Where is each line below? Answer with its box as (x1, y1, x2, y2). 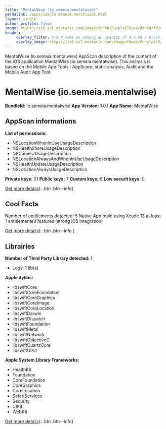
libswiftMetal (12, 326, 39, 332)
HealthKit (12, 367, 32, 372)
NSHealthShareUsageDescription (12, 145, 81, 151)
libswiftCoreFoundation (12, 290, 60, 296)
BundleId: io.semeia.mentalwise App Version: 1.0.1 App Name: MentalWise (5, 103, 159, 109)
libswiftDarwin (12, 310, 42, 316)
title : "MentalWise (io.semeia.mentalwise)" (5, 7, 98, 12)
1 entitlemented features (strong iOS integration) (5, 218, 103, 224)
